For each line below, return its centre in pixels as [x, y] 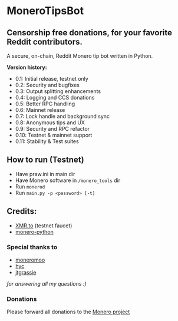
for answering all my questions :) [47, 283]
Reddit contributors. [45, 42]
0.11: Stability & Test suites [47, 141]
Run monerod [30, 186]
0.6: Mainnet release [40, 110]
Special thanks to [32, 247]
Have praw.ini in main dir [45, 174]
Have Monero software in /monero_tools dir [67, 180]
